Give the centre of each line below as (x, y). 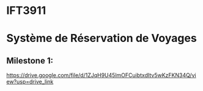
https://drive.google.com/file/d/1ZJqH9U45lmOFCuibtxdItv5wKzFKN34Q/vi (102, 75)
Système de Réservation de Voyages (102, 39)
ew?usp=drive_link (30, 82)
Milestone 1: (30, 60)
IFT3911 (26, 11)
